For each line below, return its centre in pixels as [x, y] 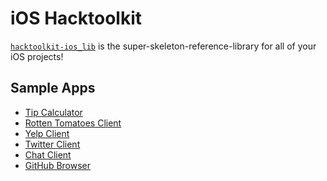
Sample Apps [53, 88]
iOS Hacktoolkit [76, 18]
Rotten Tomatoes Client [73, 123]
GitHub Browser [58, 165]
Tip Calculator [53, 112]
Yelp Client [47, 133]
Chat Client [48, 154]
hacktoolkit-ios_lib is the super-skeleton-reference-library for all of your [163, 46]
